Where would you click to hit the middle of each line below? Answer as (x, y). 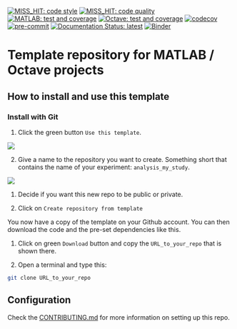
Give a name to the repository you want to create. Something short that (122, 159)
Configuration (39, 300)
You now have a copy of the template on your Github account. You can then (118, 222)
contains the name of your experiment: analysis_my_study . (104, 167)
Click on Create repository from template (80, 208)
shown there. (37, 250)
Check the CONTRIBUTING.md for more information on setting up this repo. (118, 317)
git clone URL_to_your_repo (49, 278)
